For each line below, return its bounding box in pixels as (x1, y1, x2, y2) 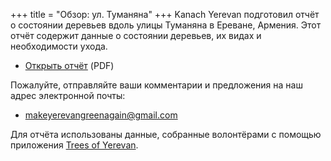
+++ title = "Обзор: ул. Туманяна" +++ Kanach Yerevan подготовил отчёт (10, 9, 320, 20)
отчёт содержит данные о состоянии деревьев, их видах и (10, 30, 262, 41)
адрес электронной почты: (10, 90, 126, 101)
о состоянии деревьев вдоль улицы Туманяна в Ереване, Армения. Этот (10, 19, 322, 31)
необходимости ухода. (10, 40, 108, 52)
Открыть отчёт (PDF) (24, 60, 115, 71)
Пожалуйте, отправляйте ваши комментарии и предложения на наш (10, 79, 303, 91)
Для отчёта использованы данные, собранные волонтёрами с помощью (10, 129, 322, 140)
